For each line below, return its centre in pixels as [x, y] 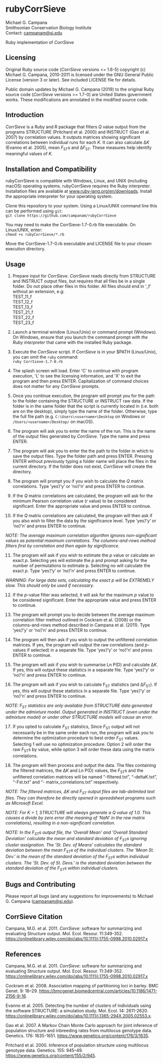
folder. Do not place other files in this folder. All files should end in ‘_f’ [82, 286]
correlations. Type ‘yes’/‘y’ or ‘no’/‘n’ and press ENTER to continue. [79, 486]
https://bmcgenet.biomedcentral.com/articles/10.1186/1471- [98, 991]
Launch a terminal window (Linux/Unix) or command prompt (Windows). [85, 332]
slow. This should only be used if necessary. [50, 585]
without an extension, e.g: [38, 291]
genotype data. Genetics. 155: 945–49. [44, 1050]
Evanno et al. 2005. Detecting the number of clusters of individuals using [78, 1005]
